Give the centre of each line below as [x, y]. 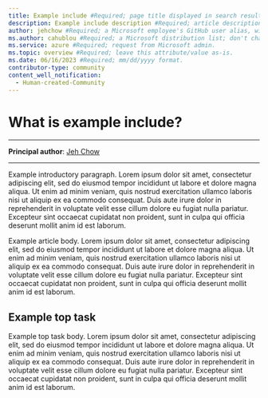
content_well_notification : [55, 75]
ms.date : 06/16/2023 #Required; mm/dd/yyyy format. [96, 61]
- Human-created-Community [60, 82]
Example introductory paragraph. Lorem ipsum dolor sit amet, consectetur [130, 175]
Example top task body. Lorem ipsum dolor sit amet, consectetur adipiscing [132, 336]
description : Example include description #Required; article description [135, 23]
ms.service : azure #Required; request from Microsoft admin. [112, 46]
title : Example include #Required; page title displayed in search [123, 16]
